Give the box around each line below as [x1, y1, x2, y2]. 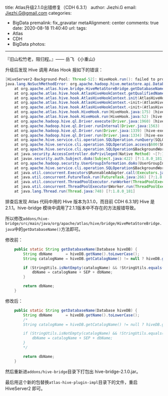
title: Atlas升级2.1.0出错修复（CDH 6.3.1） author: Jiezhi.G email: [5, 5, 136, 10]
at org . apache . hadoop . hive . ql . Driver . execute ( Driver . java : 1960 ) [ [14, 118, 155, 124]
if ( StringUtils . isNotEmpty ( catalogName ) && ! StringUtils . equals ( [23, 265, 164, 270]
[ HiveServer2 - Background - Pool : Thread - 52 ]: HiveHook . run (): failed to [5, 77, 155, 82]
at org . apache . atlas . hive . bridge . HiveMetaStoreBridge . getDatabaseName [14, 86, 164, 91]
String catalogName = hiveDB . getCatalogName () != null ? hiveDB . [23, 256, 162, 261]
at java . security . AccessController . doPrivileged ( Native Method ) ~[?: [14, 152, 162, 157]
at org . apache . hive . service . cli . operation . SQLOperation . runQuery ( [14, 138, 155, 143]
